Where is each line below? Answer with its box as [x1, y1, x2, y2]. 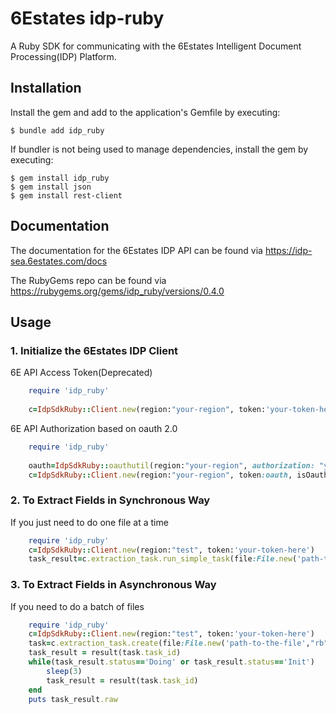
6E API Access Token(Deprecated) [10, 367, 153, 379]
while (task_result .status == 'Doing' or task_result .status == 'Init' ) [28, 657, 315, 667]
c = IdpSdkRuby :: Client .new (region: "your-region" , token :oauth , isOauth [28, 470, 329, 480]
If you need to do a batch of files [10, 600, 145, 612]
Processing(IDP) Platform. [10, 50, 117, 62]
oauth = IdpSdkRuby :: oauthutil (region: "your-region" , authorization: [28, 460, 315, 471]
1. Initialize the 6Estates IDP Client [10, 343, 179, 357]
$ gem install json [10, 182, 92, 192]
